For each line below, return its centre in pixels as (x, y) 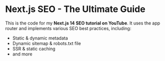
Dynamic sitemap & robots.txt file (46, 43)
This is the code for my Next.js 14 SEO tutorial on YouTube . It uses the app (83, 23)
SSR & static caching (34, 48)
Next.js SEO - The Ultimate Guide (75, 9)
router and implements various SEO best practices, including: (68, 28)
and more (22, 54)
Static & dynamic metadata (40, 38)
